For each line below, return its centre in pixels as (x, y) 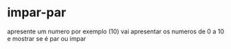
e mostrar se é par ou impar (47, 38)
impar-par (37, 13)
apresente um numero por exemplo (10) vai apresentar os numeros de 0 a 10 (115, 31)
